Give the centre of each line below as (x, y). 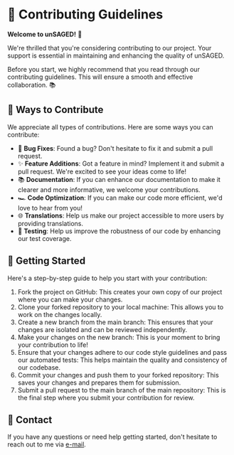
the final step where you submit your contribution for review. (106, 397)
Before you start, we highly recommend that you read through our (104, 69)
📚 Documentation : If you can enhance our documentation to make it (119, 179)
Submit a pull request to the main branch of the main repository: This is (122, 390)
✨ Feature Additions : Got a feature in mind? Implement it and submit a (121, 164)
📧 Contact (30, 420)
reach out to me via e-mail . (47, 444)
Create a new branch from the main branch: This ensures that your (115, 322)
